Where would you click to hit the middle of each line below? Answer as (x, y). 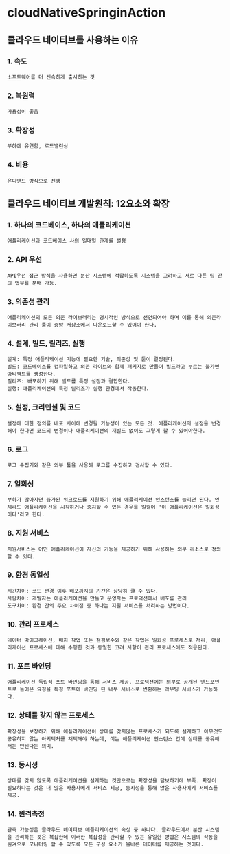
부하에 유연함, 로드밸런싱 (38, 146)
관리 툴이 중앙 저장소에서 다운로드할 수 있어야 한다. (93, 325)
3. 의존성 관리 (28, 301)
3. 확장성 (21, 130)
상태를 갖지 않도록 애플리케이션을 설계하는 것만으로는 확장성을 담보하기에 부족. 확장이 (112, 781)
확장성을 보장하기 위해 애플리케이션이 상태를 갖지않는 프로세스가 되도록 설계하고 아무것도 (115, 731)
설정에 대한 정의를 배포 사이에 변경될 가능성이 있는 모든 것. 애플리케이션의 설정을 (108, 423)
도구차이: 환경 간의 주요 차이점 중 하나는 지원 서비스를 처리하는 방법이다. (99, 606)
